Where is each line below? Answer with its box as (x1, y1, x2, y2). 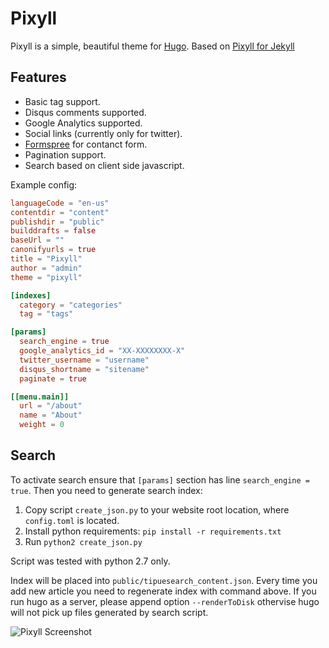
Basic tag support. (24, 95, 101, 107)
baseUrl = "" (10, 235, 65, 246)
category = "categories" (19, 300, 123, 310)
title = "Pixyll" (10, 254, 83, 264)
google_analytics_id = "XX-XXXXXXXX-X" (19, 346, 186, 356)
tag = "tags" (19, 309, 74, 319)
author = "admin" (10, 263, 83, 273)
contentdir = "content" (10, 207, 110, 217)
